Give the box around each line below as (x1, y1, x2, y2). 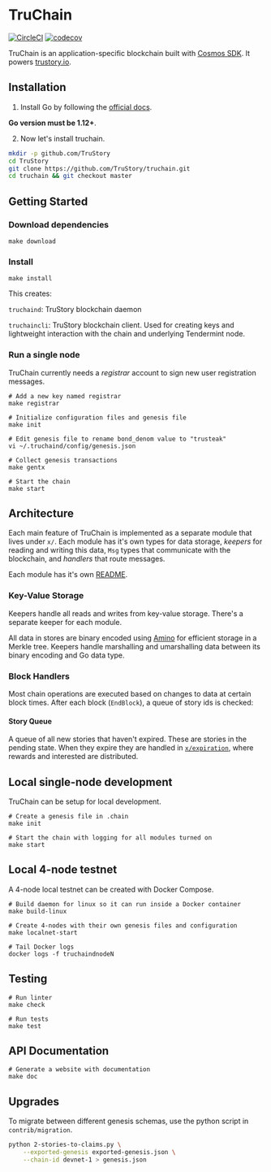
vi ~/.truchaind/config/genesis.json (8, 441, 136, 450)
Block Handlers (8, 671, 71, 682)
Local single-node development (8, 775, 173, 789)
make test (8, 1022, 42, 1030)
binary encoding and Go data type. (8, 650, 125, 660)
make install (8, 275, 53, 283)
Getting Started (8, 194, 88, 208)
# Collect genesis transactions (8, 456, 118, 464)
